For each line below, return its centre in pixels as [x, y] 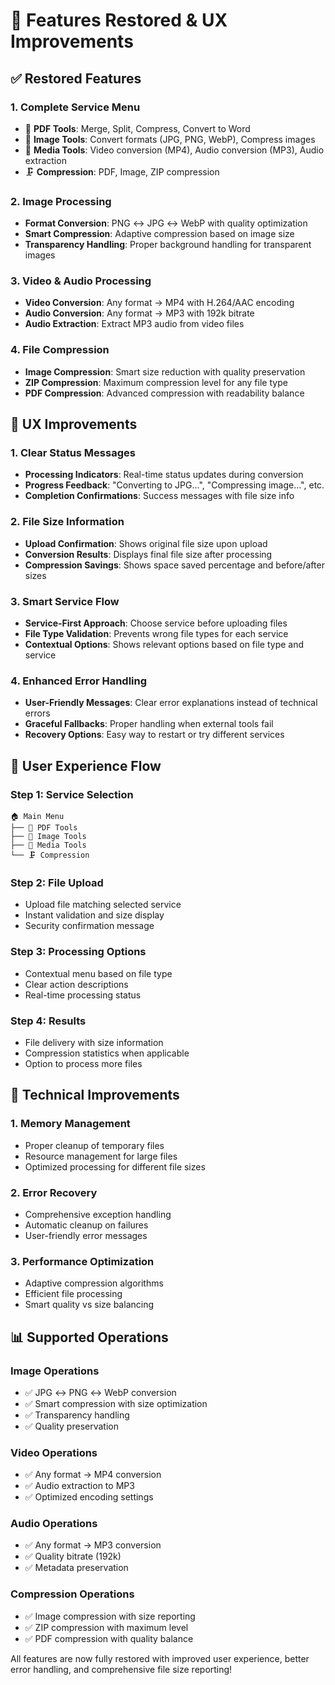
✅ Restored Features [76, 78]
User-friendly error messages [86, 1235]
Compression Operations [72, 1594]
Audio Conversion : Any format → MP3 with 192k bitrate [139, 313]
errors [37, 713]
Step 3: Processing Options [78, 952]
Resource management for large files [101, 1156]
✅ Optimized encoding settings [89, 1497]
